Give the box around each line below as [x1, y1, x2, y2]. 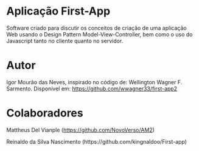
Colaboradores [6, 106, 83, 120]
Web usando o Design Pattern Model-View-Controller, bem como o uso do [6, 30, 193, 38]
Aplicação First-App [6, 4, 111, 18]
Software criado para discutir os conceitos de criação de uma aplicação [6, 24, 187, 32]
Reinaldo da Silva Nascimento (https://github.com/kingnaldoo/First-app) [6, 138, 187, 145]
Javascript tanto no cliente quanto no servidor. [6, 37, 124, 44]
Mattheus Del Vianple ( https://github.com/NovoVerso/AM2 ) [6, 126, 155, 133]
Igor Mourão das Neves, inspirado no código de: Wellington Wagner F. [6, 78, 183, 86]
